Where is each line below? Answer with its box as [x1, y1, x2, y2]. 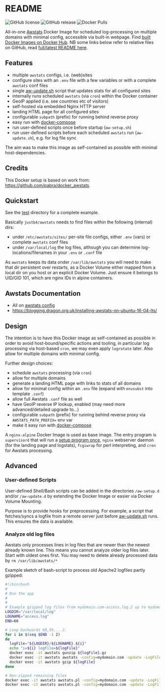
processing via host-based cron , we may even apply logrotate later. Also [5, 346, 153, 351]
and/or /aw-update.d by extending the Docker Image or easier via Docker [5, 493, 153, 499]
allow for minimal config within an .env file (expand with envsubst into [12, 386, 153, 391]
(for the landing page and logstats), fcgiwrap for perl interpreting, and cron [5, 442, 156, 448]
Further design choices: [5, 361, 53, 366]
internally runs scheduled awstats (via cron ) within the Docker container [12, 93, 158, 99]
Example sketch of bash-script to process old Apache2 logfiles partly [5, 567, 146, 573]
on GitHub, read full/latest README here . [5, 44, 88, 50]
